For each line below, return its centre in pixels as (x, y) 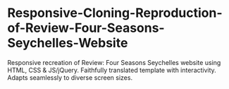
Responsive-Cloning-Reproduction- (115, 13)
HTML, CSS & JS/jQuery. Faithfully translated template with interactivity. (112, 70)
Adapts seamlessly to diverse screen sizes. (70, 77)
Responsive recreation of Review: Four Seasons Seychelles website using (114, 62)
